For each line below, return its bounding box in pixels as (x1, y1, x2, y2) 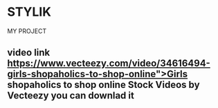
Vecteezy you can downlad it (7, 90, 135, 102)
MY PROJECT (7, 27, 47, 35)
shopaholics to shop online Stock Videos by (7, 79, 200, 91)
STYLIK (7, 4, 52, 20)
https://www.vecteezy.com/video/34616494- (7, 58, 211, 69)
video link (7, 47, 51, 58)
